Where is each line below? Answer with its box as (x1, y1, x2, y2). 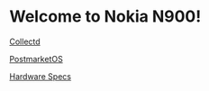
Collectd (9, 36, 41, 47)
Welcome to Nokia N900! (9, 6, 202, 27)
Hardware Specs (9, 70, 72, 82)
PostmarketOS (9, 53, 63, 64)
